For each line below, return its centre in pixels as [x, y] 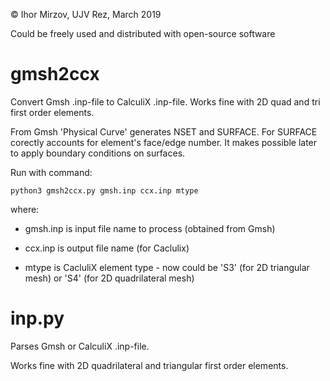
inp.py [37, 318]
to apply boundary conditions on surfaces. [98, 153]
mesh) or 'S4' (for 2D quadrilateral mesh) [109, 278]
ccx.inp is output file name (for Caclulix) [107, 248]
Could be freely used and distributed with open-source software [143, 33]
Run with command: [51, 172]
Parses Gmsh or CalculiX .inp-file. [80, 346]
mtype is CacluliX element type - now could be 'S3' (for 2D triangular [167, 267]
